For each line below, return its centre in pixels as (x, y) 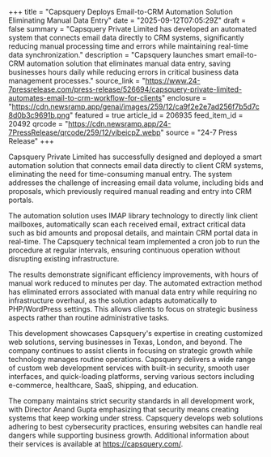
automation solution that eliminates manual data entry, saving (129, 63)
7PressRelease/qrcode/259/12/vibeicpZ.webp (85, 132)
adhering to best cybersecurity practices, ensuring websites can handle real (135, 427)
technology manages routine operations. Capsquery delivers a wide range (132, 359)
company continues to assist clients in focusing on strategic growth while (131, 351)
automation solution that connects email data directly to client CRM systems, (136, 165)
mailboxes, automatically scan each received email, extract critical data (127, 224)
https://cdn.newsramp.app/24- (119, 124)
